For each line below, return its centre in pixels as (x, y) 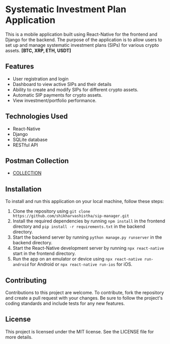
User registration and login (40, 79)
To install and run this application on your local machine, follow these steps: (85, 202)
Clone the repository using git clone (51, 211)
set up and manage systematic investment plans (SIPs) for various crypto (82, 45)
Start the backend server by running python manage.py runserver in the (87, 237)
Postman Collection (37, 161)
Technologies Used (36, 116)
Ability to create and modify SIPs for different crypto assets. (75, 90)
